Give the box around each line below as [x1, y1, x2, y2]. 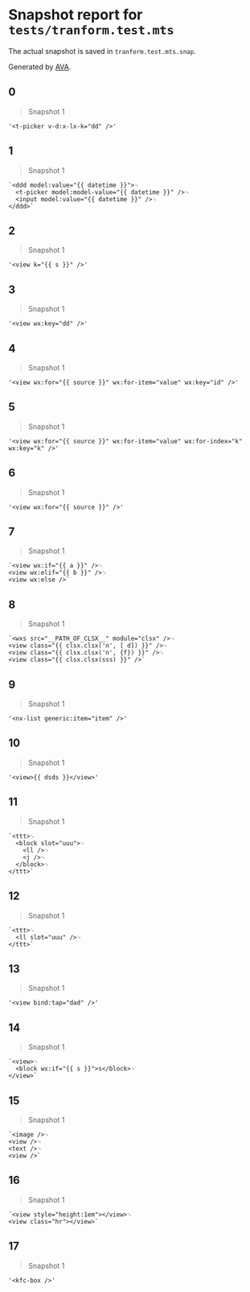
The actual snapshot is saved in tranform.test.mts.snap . [8, 46, 197, 56]
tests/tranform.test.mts [8, 23, 174, 38]
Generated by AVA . [8, 62, 72, 72]
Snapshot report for [8, 6, 143, 24]
